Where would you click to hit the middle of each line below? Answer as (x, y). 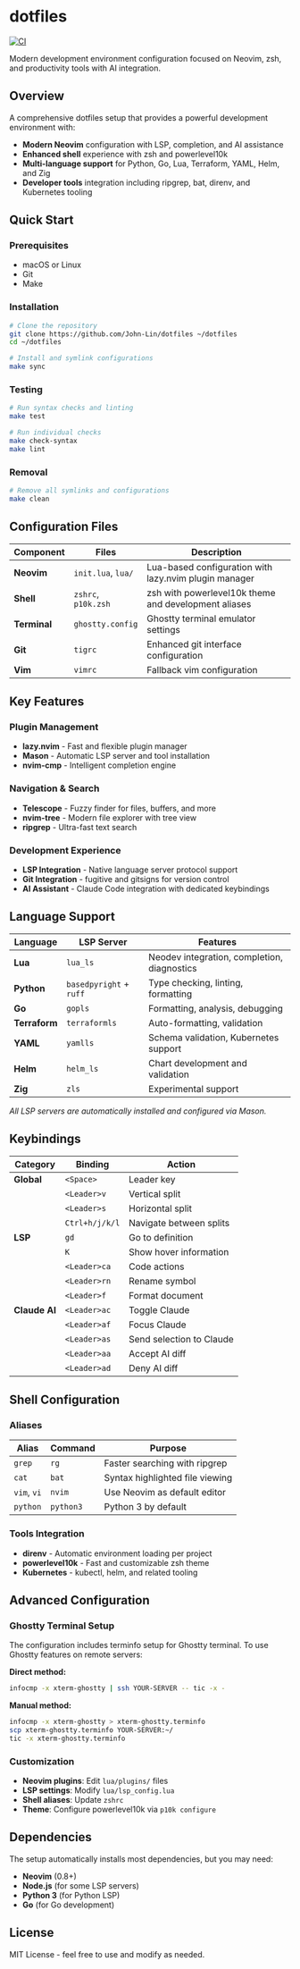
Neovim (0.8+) (50, 1876)
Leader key (152, 1179)
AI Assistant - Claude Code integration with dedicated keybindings (146, 888)
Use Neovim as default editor (165, 1493)
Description (217, 551)
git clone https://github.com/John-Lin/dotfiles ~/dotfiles (124, 334)
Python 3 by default (146, 1507)
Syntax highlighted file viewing (168, 1478)
